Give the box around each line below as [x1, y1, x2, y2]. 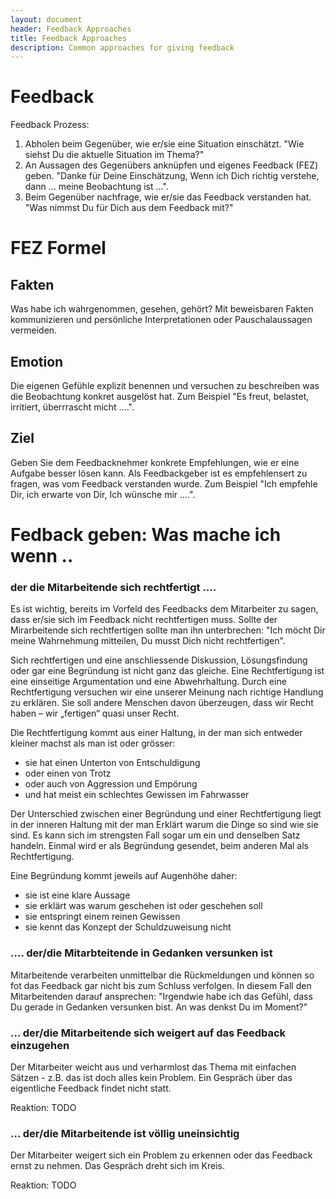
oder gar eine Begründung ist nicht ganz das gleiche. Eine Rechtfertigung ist [10, 665, 325, 677]
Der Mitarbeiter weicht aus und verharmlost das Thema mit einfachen [10, 1061, 297, 1073]
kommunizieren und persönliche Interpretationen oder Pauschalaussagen [10, 314, 313, 326]
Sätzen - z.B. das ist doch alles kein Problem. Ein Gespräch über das [10, 1071, 293, 1083]
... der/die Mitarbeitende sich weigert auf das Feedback [10, 1026, 287, 1040]
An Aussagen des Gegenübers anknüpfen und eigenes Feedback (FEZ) [24, 159, 319, 171]
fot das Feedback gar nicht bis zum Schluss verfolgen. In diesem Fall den [10, 979, 312, 991]
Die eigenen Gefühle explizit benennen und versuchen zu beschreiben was [10, 380, 320, 391]
